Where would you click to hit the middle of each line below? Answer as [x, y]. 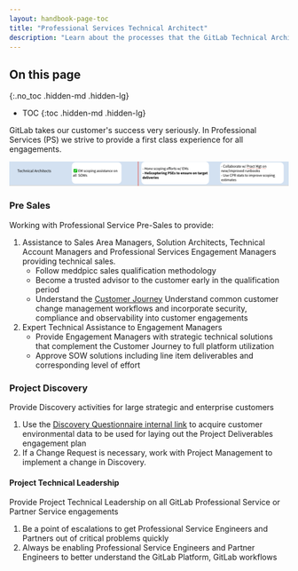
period [47, 289]
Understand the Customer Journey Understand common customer [157, 298]
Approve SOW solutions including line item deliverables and [145, 355]
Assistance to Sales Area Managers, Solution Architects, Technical [144, 242]
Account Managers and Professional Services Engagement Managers [149, 251]
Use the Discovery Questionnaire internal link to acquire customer [142, 424]
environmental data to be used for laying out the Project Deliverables [147, 434]
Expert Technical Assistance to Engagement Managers [122, 327]
